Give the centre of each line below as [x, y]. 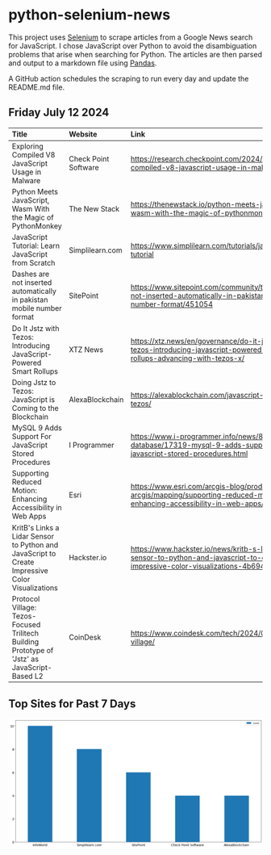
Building [25, 641]
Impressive [30, 570]
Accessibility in [37, 508]
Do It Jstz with [35, 328]
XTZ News [85, 350]
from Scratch [33, 263]
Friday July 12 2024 [59, 113]
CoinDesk [85, 637]
